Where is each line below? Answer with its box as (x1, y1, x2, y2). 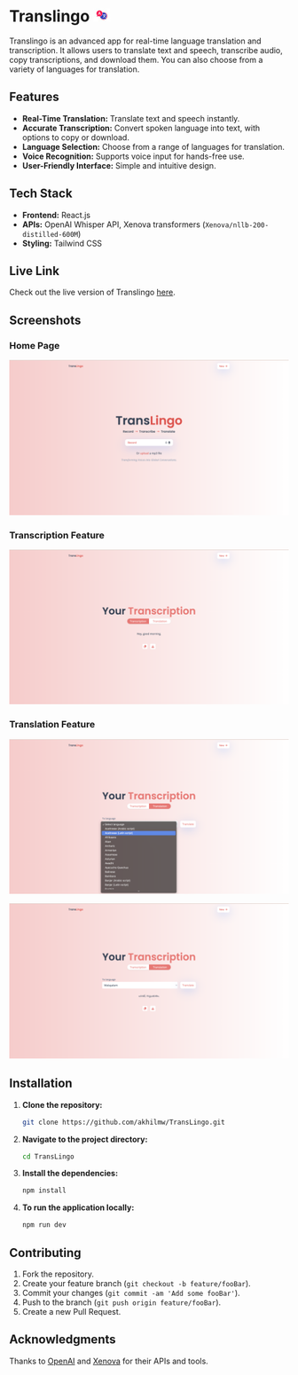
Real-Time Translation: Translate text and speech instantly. (21, 113, 240, 123)
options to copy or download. (21, 131, 130, 143)
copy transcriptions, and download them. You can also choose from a (9, 54, 263, 65)
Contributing (9, 1245, 82, 1261)
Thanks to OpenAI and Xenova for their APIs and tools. (9, 1355, 208, 1366)
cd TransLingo (21, 1151, 74, 1161)
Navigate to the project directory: (21, 1134, 148, 1144)
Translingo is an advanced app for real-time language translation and (9, 35, 262, 46)
